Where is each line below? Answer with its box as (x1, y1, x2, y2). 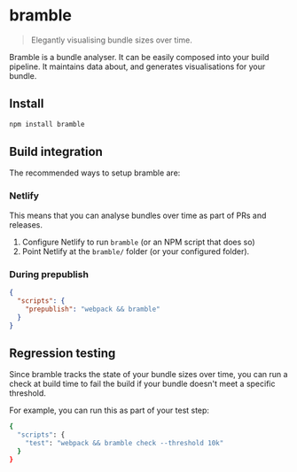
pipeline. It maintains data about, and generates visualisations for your (9, 61, 266, 72)
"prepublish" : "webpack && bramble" (25, 305, 161, 313)
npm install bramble (9, 120, 86, 128)
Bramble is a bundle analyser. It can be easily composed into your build (9, 51, 270, 62)
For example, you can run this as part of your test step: (9, 405, 210, 416)
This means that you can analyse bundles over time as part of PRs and (9, 210, 267, 221)
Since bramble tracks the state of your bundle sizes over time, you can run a (9, 369, 288, 380)
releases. (9, 219, 43, 230)
